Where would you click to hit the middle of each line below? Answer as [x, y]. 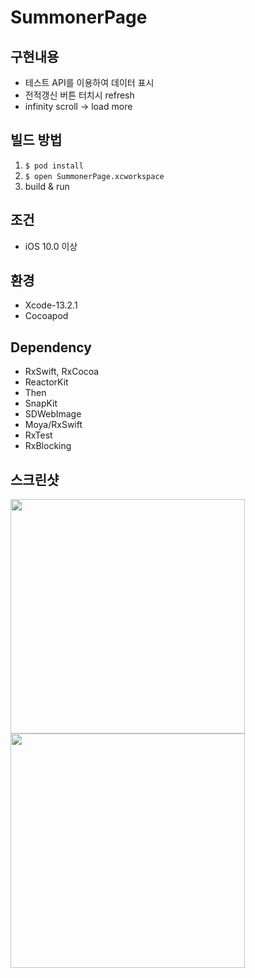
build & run [47, 186]
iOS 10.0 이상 [51, 246]
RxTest [38, 435]
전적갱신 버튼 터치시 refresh [79, 95]
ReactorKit [46, 382]
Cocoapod [46, 316]
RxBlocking [48, 446]
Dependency [51, 347]
